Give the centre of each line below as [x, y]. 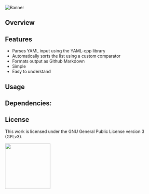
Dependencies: [28, 103]
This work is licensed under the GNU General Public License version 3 [75, 131]
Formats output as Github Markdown [48, 61]
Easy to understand [31, 72]
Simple [19, 66]
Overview [20, 23]
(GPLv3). [14, 136]
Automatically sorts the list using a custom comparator [66, 56]
